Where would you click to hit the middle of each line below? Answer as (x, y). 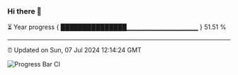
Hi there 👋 (25, 11)
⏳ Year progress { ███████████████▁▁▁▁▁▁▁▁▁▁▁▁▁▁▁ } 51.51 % (117, 27)
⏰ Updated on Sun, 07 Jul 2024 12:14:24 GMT (74, 50)
